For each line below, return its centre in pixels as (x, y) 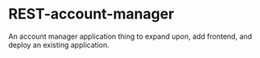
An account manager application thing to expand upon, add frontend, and (130, 36)
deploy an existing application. (59, 44)
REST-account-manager (91, 14)
